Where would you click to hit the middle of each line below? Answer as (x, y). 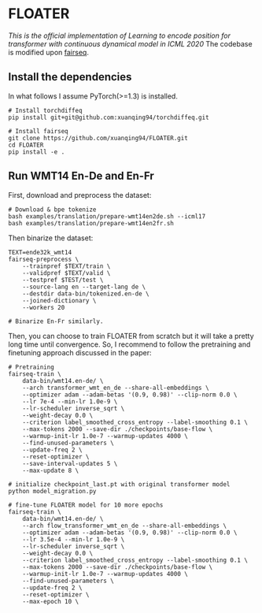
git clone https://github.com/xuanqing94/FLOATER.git (98, 138)
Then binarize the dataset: (51, 238)
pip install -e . (37, 152)
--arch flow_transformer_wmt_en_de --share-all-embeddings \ (124, 526)
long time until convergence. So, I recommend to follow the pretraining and (129, 344)
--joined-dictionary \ (59, 300)
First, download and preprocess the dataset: (80, 195)
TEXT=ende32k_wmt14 (40, 252)
